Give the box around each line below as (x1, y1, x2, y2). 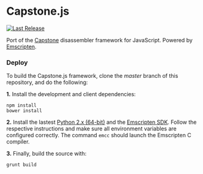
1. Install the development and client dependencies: (6, 91, 136, 98)
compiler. (6, 138, 30, 145)
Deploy (6, 58, 28, 67)
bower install (6, 108, 43, 114)
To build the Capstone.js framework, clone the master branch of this (6, 72, 179, 80)
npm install (6, 102, 37, 108)
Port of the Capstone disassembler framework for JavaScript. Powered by (6, 36, 193, 43)
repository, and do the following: (6, 78, 88, 86)
